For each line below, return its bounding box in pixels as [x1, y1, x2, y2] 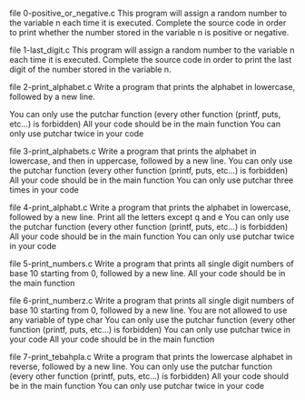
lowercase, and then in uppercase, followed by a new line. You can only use [9, 155, 293, 166]
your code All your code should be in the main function [9, 334, 215, 345]
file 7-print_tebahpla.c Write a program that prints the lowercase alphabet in [9, 352, 293, 362]
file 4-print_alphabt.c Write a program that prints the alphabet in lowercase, [9, 202, 291, 213]
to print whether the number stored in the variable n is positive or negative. [9, 27, 290, 37]
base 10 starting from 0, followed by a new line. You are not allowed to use [9, 305, 288, 315]
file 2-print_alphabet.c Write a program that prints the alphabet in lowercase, [9, 82, 296, 92]
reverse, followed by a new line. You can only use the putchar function [9, 361, 273, 372]
